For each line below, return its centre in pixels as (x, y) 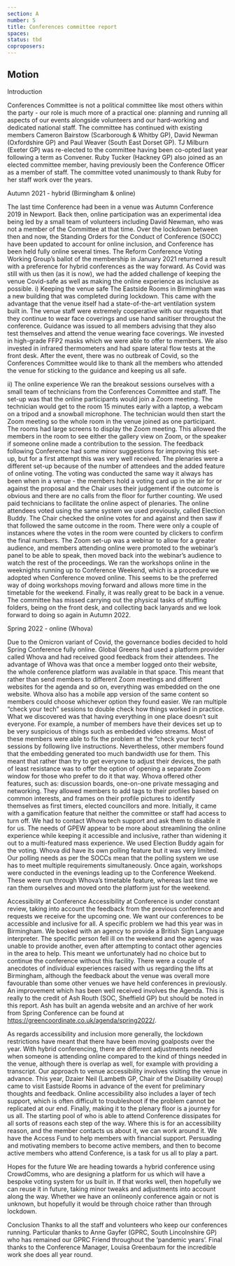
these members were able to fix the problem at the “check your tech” (107, 738)
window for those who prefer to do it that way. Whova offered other (104, 776)
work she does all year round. (50, 1254)
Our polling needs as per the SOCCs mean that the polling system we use (113, 858)
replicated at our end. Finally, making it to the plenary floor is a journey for (114, 1108)
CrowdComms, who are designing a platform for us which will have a (106, 1174)
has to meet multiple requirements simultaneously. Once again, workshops (115, 865)
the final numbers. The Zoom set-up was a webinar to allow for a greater (112, 540)
